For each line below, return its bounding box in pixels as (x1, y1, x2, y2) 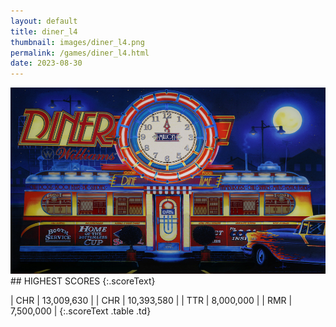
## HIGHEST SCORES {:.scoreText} (10, 275, 156, 287)
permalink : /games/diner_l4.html (10, 48, 150, 58)
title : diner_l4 (10, 26, 78, 37)
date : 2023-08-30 (10, 58, 83, 69)
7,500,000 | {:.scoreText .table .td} (10, 305, 152, 317)
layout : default (10, 16, 78, 26)
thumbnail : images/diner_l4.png (10, 37, 145, 47)
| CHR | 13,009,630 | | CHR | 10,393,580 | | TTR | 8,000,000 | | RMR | (10, 294, 293, 306)
